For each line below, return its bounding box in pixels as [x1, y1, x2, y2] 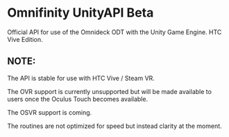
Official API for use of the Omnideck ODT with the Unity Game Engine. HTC [7, 28, 222, 36]
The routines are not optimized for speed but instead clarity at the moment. [7, 122, 222, 130]
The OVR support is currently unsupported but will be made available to [7, 87, 212, 95]
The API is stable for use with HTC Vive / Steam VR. [7, 74, 155, 82]
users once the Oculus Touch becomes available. [7, 95, 148, 103]
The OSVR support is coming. [7, 108, 92, 116]
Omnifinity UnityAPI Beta [7, 5, 154, 21]
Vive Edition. [7, 35, 43, 43]
